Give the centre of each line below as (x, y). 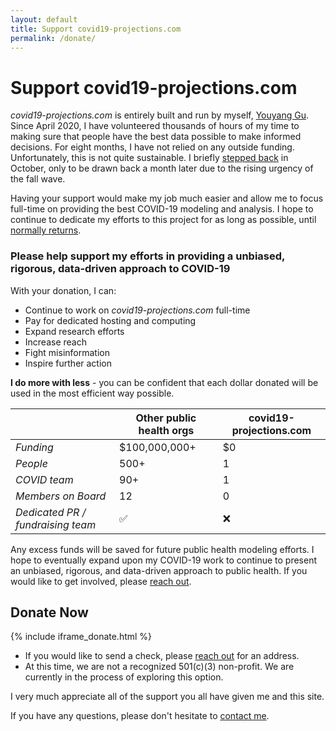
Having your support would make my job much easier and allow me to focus (167, 198)
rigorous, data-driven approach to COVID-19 (120, 269)
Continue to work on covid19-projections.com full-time (137, 310)
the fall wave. (38, 179)
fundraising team (56, 524)
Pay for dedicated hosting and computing (110, 320)
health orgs (166, 430)
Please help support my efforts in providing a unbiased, (148, 256)
